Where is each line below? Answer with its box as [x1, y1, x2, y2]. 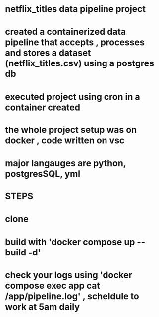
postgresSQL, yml [5, 168, 81, 179]
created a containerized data [5, 26, 126, 38]
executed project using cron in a [5, 91, 140, 102]
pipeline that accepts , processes [5, 37, 145, 48]
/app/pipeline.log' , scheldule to [5, 290, 140, 302]
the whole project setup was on [5, 124, 137, 135]
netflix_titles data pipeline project [5, 3, 146, 15]
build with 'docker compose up [5, 236, 135, 248]
